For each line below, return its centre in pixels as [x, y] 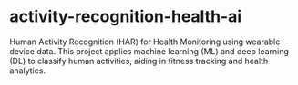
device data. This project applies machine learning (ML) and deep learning [149, 51]
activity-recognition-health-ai [126, 17]
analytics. [27, 71]
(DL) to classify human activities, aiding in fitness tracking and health [139, 61]
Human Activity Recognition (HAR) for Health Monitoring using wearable [145, 42]
